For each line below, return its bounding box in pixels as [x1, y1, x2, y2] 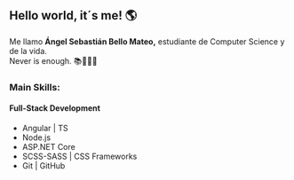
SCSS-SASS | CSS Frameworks [21, 151, 138, 161]
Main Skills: [9, 81, 60, 93]
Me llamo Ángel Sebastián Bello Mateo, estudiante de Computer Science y [9, 35, 285, 47]
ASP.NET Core [21, 141, 75, 152]
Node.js [21, 132, 52, 143]
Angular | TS [21, 122, 68, 133]
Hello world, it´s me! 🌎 [9, 8, 138, 23]
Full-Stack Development [9, 103, 100, 113]
